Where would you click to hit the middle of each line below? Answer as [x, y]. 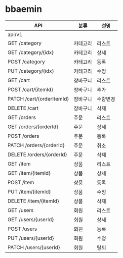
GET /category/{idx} [31, 52]
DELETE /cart [23, 108]
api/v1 [15, 34]
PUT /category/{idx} [31, 71]
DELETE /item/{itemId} [33, 201]
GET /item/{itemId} [29, 173]
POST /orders [23, 136]
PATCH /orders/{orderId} [36, 145]
